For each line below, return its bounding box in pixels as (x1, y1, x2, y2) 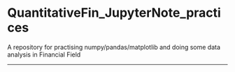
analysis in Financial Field (7, 50, 81, 59)
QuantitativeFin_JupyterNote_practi (7, 5, 222, 21)
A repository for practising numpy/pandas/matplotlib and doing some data (7, 43, 221, 51)
